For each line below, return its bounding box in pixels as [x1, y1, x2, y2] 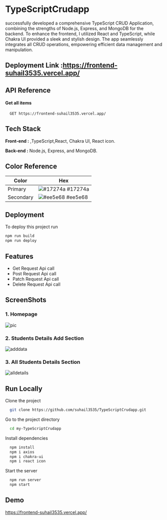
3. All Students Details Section [5, 358, 80, 365]
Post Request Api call [12, 270, 56, 276]
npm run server [9, 477, 41, 482]
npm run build [5, 234, 35, 239]
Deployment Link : [5, 61, 63, 70]
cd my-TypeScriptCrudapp [9, 426, 61, 431]
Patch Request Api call [12, 276, 59, 282]
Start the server [5, 468, 37, 474]
